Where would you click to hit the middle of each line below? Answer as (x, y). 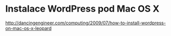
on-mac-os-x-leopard (28, 28)
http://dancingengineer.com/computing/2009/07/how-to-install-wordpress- (85, 23)
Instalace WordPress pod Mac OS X (82, 9)
